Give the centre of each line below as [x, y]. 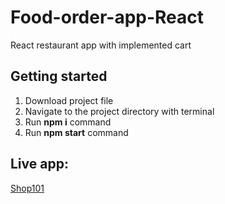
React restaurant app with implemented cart [101, 45]
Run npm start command [76, 132]
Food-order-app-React [107, 17]
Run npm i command [68, 122]
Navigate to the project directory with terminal [119, 111]
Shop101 [27, 188]
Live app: [39, 164]
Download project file [69, 100]
